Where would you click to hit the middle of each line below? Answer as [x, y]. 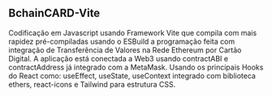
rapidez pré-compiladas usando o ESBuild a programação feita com [122, 41]
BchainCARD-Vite [54, 13]
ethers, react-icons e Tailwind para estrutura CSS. [92, 84]
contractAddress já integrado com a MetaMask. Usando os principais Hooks [136, 67]
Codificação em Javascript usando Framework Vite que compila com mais [133, 32]
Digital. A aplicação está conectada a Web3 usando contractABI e [119, 58]
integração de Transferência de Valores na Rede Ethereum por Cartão [125, 50]
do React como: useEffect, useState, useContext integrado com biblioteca [132, 75]
